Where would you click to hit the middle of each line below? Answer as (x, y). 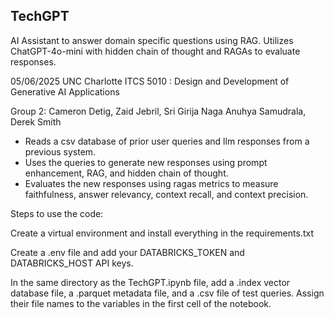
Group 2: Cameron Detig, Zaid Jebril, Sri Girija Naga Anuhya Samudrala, (158, 111)
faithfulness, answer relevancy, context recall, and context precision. (166, 194)
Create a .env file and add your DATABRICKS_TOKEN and (127, 252)
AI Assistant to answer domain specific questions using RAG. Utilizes (152, 40)
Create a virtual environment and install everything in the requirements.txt (162, 233)
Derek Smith (36, 121)
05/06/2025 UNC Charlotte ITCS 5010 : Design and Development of (150, 81)
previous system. (60, 151)
